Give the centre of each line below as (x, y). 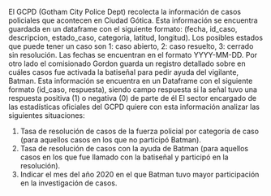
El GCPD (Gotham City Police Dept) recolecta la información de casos (125, 12)
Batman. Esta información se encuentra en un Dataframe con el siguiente (131, 81)
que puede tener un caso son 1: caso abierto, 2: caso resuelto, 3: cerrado (131, 46)
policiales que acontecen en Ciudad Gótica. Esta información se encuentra (133, 20)
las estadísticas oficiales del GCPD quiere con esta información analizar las (134, 107)
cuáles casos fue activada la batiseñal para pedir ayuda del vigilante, (124, 72)
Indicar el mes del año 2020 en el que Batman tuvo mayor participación (140, 174)
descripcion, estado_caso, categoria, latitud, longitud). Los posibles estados (136, 37)
